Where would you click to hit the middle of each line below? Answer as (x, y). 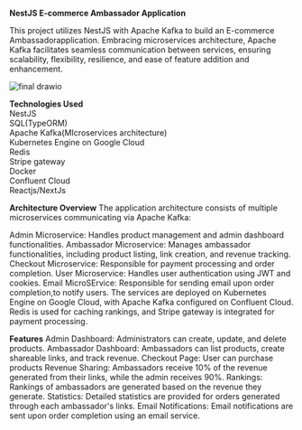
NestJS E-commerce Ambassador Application (98, 13)
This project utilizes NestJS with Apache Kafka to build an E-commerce (142, 30)
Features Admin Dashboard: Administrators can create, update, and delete (148, 339)
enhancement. (36, 69)
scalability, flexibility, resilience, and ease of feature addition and (129, 59)
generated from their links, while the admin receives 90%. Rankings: (136, 377)
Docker (23, 171)
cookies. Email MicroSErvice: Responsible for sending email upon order (142, 283)
